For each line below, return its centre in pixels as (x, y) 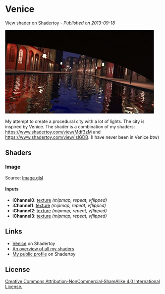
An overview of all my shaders (43, 248)
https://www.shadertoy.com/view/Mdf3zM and (53, 132)
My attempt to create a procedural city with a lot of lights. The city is (75, 121)
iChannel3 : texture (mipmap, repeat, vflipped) (60, 216)
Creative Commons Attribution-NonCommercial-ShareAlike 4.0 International (82, 282)
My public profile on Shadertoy (44, 254)
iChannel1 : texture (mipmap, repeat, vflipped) (59, 205)
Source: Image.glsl (24, 177)
